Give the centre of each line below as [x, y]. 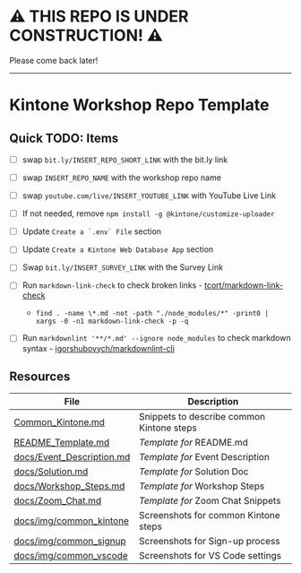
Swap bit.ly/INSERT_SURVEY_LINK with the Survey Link [123, 267]
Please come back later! [54, 60]
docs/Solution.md [51, 472]
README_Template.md [62, 443]
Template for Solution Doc [193, 472]
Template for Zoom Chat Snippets [210, 501]
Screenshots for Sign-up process [209, 542]
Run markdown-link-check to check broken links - [112, 285]
